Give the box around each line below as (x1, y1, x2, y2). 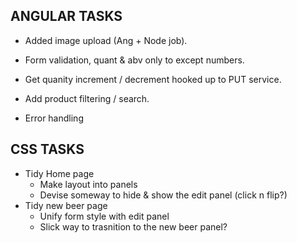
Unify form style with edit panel (39, 210, 170, 222)
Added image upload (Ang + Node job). (24, 34, 188, 46)
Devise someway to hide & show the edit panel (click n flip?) (39, 189, 288, 201)
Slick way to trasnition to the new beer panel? (39, 220, 228, 233)
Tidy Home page (24, 167, 95, 179)
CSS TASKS (10, 141, 85, 158)
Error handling (24, 112, 84, 124)
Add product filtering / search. (24, 92, 150, 104)
